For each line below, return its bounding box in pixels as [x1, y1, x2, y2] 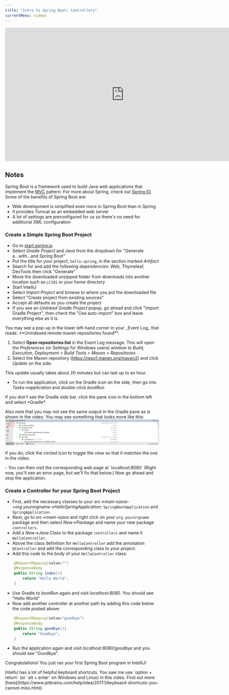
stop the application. [5, 475, 46, 481]
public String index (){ [14, 571, 63, 576]
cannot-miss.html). [5, 685, 43, 691]
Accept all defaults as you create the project [12, 300, 102, 305]
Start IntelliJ [12, 284, 37, 290]
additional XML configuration [12, 219, 71, 225]
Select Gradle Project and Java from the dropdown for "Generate [12, 248, 144, 254]
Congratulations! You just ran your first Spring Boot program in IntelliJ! [5, 660, 147, 666]
